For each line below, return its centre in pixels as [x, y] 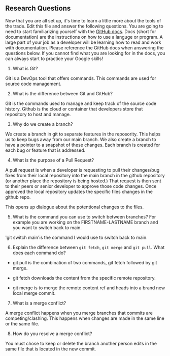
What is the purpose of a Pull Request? [53, 160]
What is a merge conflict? [39, 303]
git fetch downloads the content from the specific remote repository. [84, 278]
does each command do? [39, 253]
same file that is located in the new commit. [51, 349]
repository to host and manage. [38, 114]
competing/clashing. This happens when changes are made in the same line [85, 318]
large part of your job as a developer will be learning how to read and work [83, 42]
